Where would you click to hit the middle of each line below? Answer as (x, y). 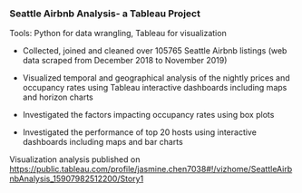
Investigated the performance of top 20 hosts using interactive (139, 132)
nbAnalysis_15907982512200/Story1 (77, 179)
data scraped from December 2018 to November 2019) (125, 61)
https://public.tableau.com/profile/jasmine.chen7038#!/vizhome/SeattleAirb (151, 169)
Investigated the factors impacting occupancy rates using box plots (148, 115)
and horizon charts (58, 97)
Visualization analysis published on (75, 159)
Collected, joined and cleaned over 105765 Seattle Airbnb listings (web (155, 51)
